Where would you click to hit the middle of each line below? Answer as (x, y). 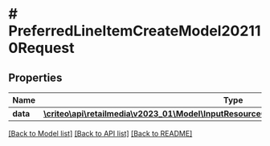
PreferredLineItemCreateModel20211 (135, 31)
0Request (41, 48)
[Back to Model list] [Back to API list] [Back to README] (100, 134)
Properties (35, 77)
